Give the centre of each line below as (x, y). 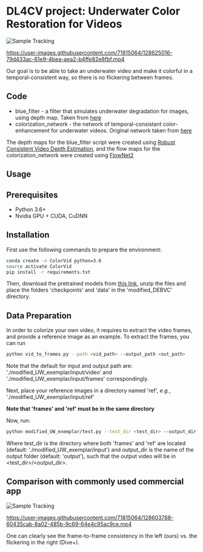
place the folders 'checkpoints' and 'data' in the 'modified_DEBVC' (89, 290)
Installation (28, 235)
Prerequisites (32, 195)
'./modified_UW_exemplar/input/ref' (51, 397)
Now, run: (18, 421)
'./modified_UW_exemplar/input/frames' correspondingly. (78, 379)
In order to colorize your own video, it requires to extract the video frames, (99, 330)
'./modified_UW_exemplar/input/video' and (59, 372)
